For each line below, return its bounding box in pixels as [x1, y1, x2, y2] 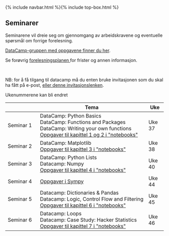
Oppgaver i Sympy [40, 178, 84, 185]
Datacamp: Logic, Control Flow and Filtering [40, 195, 144, 202]
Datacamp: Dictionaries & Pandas [40, 189, 119, 196]
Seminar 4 [8, 178, 32, 185]
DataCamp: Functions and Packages [40, 119, 126, 126]
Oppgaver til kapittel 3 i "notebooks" [40, 146, 126, 153]
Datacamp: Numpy [40, 160, 84, 167]
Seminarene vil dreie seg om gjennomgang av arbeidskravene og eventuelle [5, 32, 163, 38]
